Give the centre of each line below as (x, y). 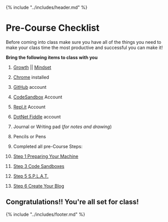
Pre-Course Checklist (53, 28)
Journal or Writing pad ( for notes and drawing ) (62, 127)
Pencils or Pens (30, 136)
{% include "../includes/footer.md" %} (46, 214)
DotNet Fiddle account (37, 116)
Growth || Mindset (32, 67)
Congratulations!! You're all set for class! (73, 202)
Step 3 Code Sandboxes (39, 166)
